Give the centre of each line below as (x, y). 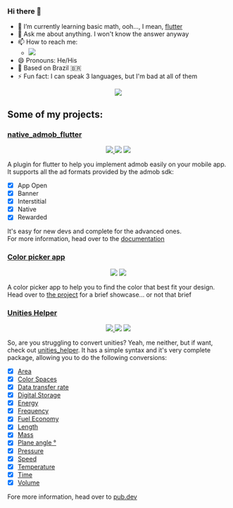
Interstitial (32, 202)
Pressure (31, 451)
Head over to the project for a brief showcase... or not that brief (100, 295)
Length (28, 427)
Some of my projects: (55, 114)
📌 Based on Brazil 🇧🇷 (50, 68)
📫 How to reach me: (48, 42)
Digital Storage (39, 395)
